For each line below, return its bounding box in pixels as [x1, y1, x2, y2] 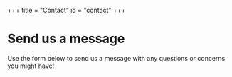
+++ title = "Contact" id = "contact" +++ [7, 6, 126, 14]
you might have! [7, 61, 55, 70]
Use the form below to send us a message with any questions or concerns [7, 54, 226, 62]
